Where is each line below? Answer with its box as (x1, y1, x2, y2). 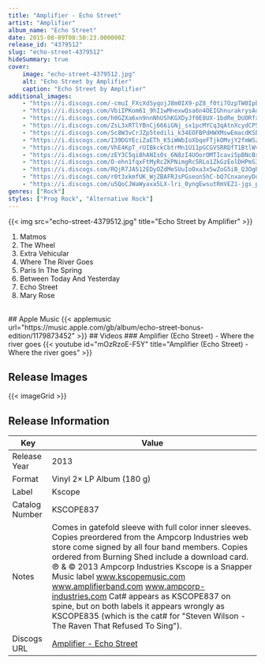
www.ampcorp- (144, 581, 206, 592)
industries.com (51, 591, 107, 602)
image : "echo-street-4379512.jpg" (22, 70, 136, 78)
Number (12, 509, 43, 520)
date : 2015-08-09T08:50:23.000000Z (8, 33, 125, 42)
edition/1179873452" (8, 330, 76, 340)
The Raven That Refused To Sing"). (51, 621, 182, 632)
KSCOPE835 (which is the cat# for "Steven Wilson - (51, 610, 246, 621)
